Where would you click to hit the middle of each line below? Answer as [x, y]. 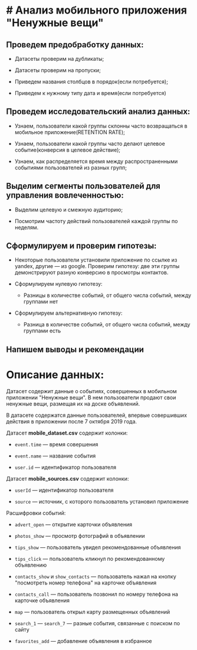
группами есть [42, 331]
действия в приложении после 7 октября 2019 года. [72, 421]
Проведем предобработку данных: [75, 45]
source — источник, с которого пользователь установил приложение [101, 501]
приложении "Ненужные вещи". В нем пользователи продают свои [91, 397]
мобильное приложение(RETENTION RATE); [70, 132]
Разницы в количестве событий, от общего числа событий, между [107, 295]
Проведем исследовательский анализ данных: [98, 112]
